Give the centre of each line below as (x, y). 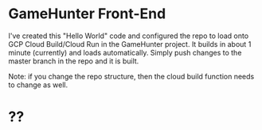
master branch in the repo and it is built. (74, 61)
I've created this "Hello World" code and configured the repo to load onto (129, 36)
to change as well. (38, 85)
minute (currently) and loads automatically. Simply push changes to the (125, 52)
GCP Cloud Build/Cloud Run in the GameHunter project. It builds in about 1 (130, 44)
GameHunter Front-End (87, 14)
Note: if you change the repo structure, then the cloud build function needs (131, 76)
